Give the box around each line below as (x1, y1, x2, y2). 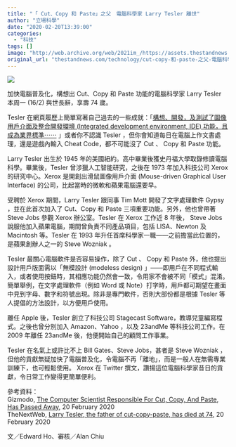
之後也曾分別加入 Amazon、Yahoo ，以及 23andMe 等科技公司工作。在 (19, 322, 225, 330)
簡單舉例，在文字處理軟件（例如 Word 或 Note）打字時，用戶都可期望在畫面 (7, 280, 227, 289)
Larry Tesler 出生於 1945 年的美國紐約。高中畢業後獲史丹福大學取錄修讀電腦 (7, 154, 228, 162)
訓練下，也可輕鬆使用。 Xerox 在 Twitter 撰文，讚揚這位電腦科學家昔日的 (7, 363, 218, 372)
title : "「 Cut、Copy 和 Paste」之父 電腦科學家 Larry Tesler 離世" (7, 10, 200, 18)
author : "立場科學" (7, 17, 60, 24)
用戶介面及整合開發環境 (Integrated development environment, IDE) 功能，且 (7, 122, 228, 130)
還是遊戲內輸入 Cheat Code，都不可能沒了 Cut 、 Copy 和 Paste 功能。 (19, 139, 225, 148)
